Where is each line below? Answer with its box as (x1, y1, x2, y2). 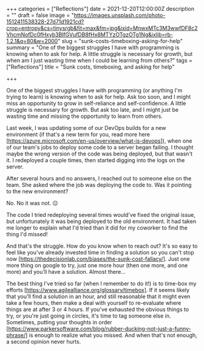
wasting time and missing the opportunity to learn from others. (6, 112, 163, 120)
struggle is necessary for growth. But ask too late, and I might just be (6, 106, 179, 113)
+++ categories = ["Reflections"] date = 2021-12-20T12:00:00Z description (6, 5, 195, 12)
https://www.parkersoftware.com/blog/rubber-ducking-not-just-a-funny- (8, 325, 191, 332)
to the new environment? (6, 188, 69, 195)
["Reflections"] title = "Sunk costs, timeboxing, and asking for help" (6, 63, 175, 70)
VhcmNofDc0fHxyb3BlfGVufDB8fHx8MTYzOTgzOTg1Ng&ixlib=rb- (6, 31, 173, 38)
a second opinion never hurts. (6, 338, 81, 345)
